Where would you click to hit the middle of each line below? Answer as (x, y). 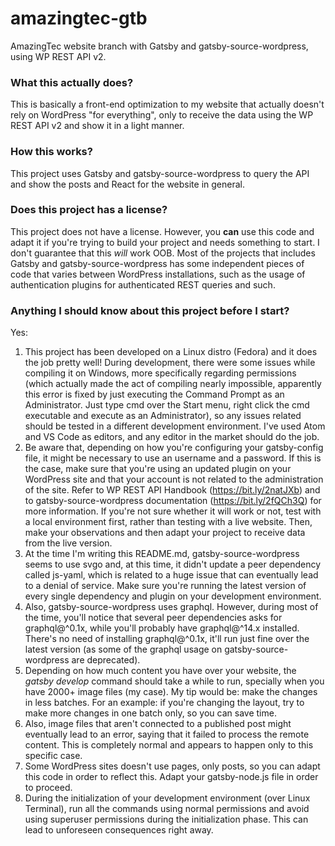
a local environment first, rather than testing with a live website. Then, (168, 522)
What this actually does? (72, 82)
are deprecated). (106, 660)
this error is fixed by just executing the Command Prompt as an (154, 394)
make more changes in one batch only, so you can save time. (150, 713)
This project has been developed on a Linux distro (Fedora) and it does (171, 352)
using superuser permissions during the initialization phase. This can (166, 819)
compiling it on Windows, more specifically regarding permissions (160, 373)
